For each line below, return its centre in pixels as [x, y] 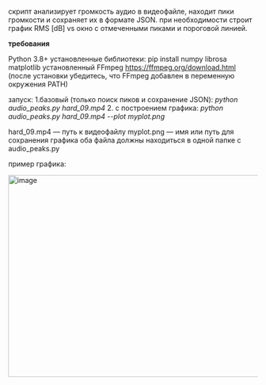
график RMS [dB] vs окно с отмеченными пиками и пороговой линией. [128, 28]
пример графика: [37, 164]
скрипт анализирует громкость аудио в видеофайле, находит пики [122, 11]
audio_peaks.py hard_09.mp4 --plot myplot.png [86, 116]
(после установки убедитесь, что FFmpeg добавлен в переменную [122, 76]
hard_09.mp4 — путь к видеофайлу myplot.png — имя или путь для [121, 132]
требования [29, 44]
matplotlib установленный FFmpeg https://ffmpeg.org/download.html [122, 67]
